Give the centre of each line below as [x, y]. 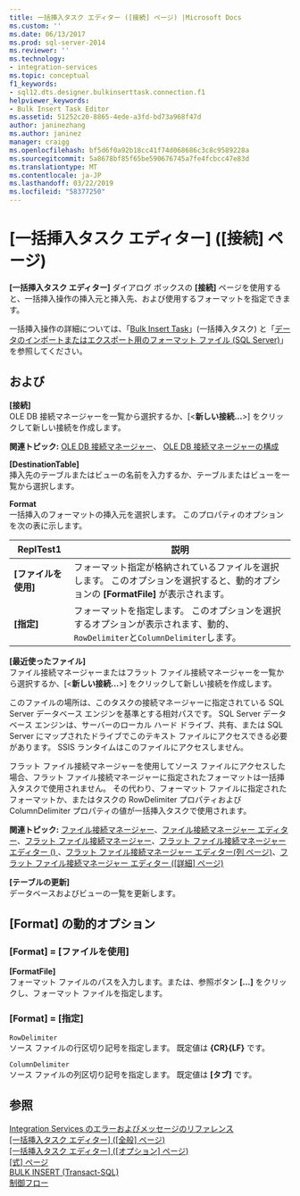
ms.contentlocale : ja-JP [55, 175]
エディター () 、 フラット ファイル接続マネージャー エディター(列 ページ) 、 [145, 851]
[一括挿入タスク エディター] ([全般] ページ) [87, 1140]
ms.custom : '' [36, 26]
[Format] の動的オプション [83, 924]
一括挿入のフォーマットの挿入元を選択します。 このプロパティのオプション [146, 514]
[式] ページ [29, 1162]
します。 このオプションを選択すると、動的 [164, 580]
